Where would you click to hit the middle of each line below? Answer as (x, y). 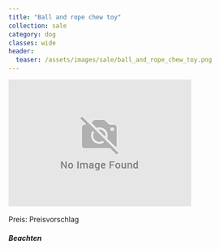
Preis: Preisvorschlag (44, 219)
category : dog (32, 34)
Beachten (25, 238)
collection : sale (38, 26)
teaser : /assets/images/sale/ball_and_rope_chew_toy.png (114, 60)
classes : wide (32, 43)
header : (22, 52)
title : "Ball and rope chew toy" (65, 17)
